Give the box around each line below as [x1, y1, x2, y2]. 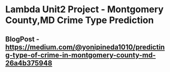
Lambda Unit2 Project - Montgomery [5, 4, 164, 15]
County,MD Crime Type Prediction [5, 14, 154, 26]
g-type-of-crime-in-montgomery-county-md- [5, 51, 156, 59]
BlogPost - [5, 35, 40, 43]
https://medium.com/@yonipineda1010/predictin [5, 42, 165, 52]
